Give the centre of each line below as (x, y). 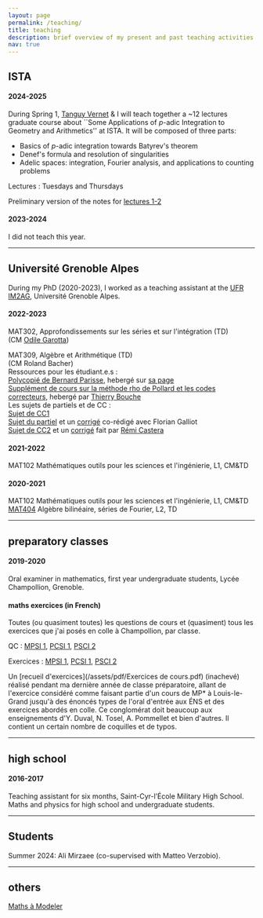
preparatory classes (58, 541)
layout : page (29, 15)
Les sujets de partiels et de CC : (59, 404)
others (25, 887)
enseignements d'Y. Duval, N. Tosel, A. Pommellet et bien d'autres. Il (119, 719)
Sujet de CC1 (29, 413)
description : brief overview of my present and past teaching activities (131, 37)
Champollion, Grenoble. (46, 587)
